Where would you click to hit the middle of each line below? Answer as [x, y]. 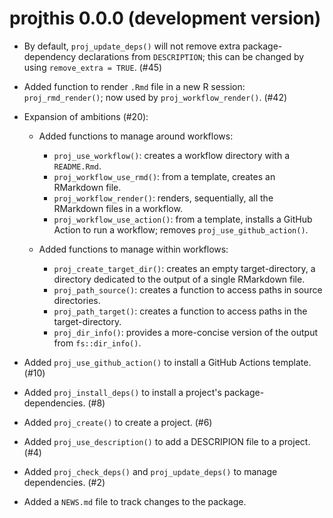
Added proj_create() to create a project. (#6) [118, 422]
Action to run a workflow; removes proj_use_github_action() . [181, 229]
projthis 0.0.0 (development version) [165, 18]
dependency [50, 56]
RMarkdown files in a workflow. [118, 208]
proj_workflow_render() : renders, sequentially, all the [163, 198]
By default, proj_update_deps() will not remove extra [132, 46]
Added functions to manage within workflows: [133, 249]
